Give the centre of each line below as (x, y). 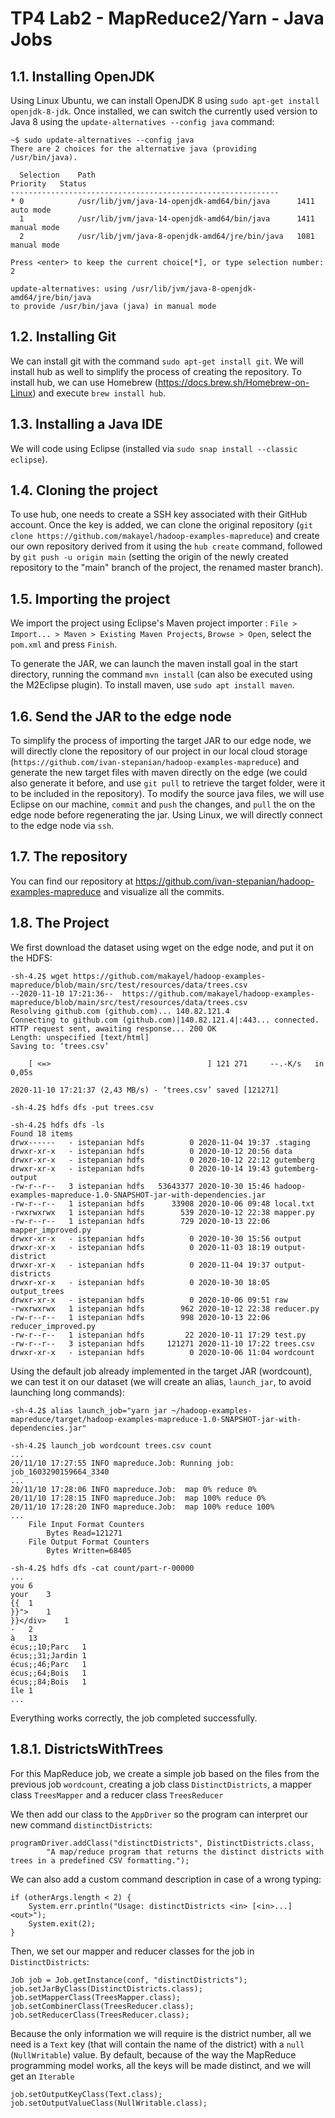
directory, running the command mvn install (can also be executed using (161, 674)
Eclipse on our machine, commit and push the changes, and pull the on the (163, 804)
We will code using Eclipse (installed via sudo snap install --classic (154, 448)
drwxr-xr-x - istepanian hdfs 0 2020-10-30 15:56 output (156, 1238)
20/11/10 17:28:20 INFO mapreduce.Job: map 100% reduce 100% (142, 1507)
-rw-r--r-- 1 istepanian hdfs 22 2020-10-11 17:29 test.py (158, 1335)
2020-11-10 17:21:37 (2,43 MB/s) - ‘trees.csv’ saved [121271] (145, 1090)
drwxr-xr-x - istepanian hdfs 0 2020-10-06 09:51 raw (149, 1300)
